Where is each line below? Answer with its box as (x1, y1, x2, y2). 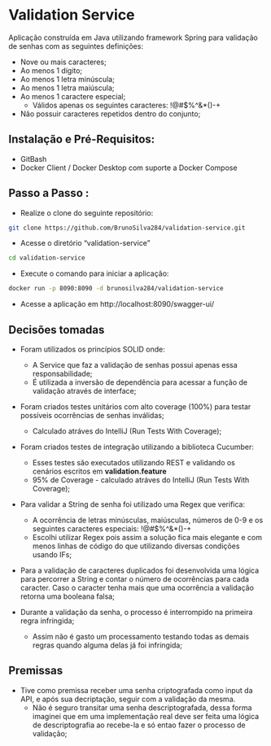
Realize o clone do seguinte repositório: (20, 207, 154, 217)
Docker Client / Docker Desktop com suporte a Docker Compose (20, 163, 238, 172)
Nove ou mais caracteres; (20, 57, 107, 67)
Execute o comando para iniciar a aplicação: (20, 268, 169, 278)
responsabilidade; (32, 369, 93, 378)
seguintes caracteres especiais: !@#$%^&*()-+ (32, 524, 192, 534)
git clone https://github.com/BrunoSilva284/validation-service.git (8, 224, 246, 232)
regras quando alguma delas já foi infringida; (32, 640, 183, 650)
